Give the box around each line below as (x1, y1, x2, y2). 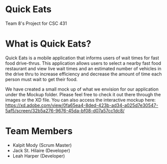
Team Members (5, 126, 73, 137)
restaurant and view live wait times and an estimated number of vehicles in (5, 65, 161, 71)
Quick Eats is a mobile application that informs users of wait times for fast (5, 55, 159, 61)
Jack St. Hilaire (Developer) (12, 147, 71, 153)
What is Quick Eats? (5, 38, 91, 50)
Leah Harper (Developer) (12, 153, 65, 159)
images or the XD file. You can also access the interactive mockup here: (5, 97, 156, 103)
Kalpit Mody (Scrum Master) (12, 142, 72, 148)
